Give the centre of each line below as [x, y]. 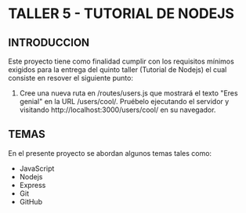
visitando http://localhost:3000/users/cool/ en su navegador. [118, 110]
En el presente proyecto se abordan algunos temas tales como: [110, 153]
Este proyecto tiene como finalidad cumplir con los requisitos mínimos [121, 61]
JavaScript [37, 168]
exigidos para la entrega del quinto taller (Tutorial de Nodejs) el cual [118, 70]
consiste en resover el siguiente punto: [71, 78]
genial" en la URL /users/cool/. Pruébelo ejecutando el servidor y [124, 101]
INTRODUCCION [49, 43]
